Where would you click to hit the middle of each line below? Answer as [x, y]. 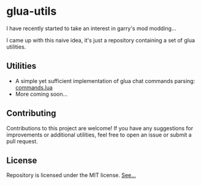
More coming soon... [41, 94]
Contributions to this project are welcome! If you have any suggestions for [100, 128]
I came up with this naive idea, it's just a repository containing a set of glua [100, 40]
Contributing [31, 113]
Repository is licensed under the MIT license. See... [71, 175]
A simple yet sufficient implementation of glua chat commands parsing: [105, 81]
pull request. [22, 141]
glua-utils [32, 11]
